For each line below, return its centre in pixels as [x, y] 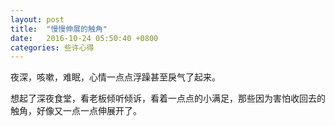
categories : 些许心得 [52, 47]
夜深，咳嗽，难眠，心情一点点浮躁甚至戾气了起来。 [115, 77]
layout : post [37, 19]
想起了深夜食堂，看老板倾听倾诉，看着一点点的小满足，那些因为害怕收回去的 [168, 98]
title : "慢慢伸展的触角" [59, 29]
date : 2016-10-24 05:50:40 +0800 [84, 38]
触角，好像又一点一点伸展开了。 [76, 111]
